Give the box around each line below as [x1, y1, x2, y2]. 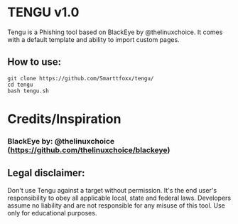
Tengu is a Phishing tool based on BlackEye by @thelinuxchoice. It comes [7, 28, 223, 36]
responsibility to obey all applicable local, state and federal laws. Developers [7, 193, 232, 202]
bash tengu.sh [7, 87, 50, 95]
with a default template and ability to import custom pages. [7, 35, 180, 43]
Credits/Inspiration [7, 111, 121, 127]
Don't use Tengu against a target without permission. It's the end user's [7, 186, 217, 194]
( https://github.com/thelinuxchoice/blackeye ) [7, 145, 171, 155]
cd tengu [7, 81, 33, 88]
